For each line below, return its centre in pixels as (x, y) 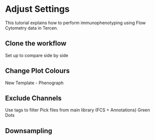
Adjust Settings (37, 9)
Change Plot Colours (37, 71)
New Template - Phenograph (34, 83)
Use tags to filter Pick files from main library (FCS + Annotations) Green (77, 110)
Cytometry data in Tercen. (31, 28)
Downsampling (29, 131)
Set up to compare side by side (37, 55)
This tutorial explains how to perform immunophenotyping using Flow (76, 23)
